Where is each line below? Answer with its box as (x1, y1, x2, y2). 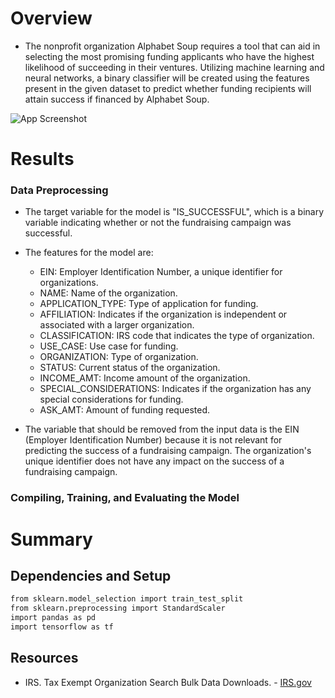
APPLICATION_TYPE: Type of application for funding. (39, 298, 259, 310)
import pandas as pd (10, 613, 97, 623)
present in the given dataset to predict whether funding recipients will (24, 82, 312, 94)
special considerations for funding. (39, 393, 184, 406)
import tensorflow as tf (10, 622, 114, 632)
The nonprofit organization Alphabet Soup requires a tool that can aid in (24, 40, 321, 52)
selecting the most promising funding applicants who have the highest (24, 50, 315, 62)
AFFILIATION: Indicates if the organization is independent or (39, 308, 288, 321)
